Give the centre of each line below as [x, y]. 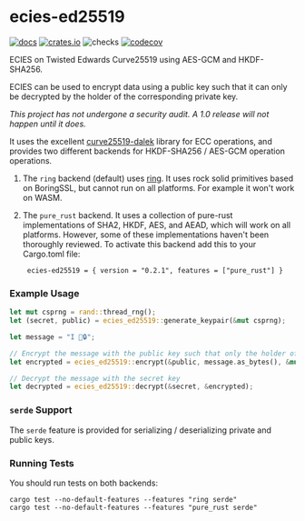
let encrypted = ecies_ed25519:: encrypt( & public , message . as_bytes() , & [150, 362]
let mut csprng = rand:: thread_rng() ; [83, 312]
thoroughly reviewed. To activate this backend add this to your [139, 244]
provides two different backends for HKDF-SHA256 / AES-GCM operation [148, 151]
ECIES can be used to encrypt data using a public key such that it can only [148, 86]
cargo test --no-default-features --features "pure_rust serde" [133, 507]
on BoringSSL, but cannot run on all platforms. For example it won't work [158, 187]
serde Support [41, 410]
